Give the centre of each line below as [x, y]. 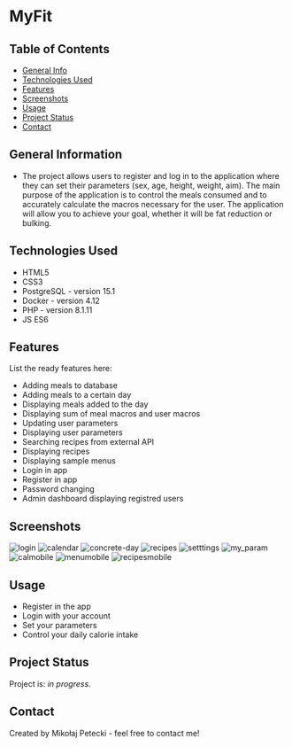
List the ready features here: [61, 369]
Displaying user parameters [72, 432]
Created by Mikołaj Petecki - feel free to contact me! [104, 733]
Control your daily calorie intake [80, 634]
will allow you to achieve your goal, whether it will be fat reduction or [147, 214]
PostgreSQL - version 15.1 [69, 291]
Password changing [58, 489]
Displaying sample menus [69, 461]
